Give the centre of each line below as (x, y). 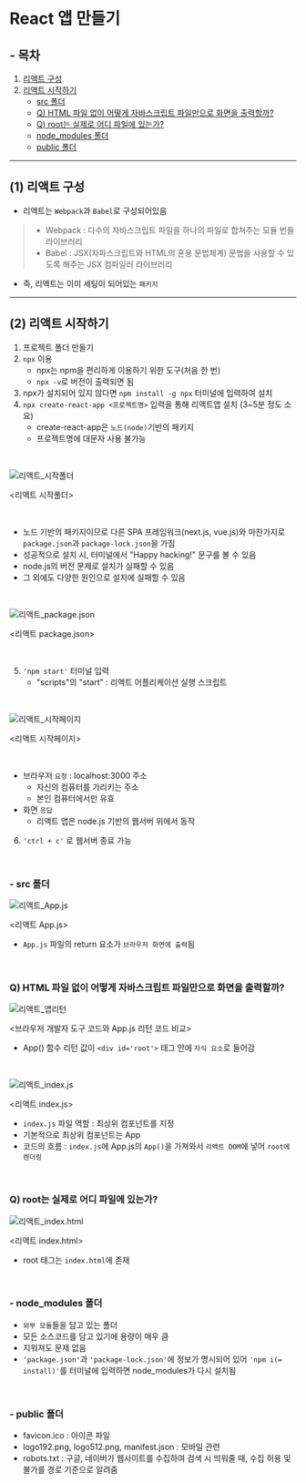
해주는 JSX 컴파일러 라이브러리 (117, 264)
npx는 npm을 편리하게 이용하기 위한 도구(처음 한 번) (128, 370)
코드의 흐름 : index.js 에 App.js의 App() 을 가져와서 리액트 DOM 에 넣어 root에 (156, 1146)
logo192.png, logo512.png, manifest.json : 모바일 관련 (121, 1447)
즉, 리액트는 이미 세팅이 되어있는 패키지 (90, 283)
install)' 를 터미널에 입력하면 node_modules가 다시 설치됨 (129, 1370)
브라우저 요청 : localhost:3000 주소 (85, 775)
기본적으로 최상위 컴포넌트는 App (82, 1135)
